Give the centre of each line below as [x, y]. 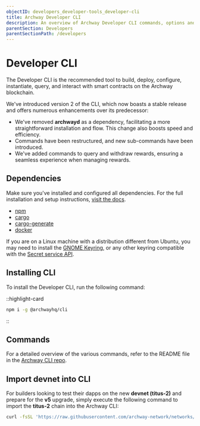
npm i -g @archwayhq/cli [37, 310]
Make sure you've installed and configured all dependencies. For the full [95, 193]
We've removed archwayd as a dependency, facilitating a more [93, 122]
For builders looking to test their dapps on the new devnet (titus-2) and [94, 393]
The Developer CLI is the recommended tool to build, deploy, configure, [94, 80]
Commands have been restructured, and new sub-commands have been [104, 141]
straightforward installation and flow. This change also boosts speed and [104, 128]
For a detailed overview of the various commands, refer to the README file [98, 354]
